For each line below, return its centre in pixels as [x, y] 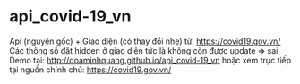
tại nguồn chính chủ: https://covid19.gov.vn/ [90, 70]
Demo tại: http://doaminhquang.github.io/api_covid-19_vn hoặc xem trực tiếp [150, 60]
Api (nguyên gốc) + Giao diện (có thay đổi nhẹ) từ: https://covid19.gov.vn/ [145, 41]
